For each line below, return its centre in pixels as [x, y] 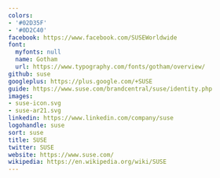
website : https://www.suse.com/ [61, 154]
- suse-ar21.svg [35, 111]
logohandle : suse [37, 125]
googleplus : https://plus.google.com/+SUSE [81, 81]
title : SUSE [27, 140]
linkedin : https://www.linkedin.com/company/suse [91, 118]
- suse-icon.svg [35, 103]
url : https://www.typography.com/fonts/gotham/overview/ [110, 67]
